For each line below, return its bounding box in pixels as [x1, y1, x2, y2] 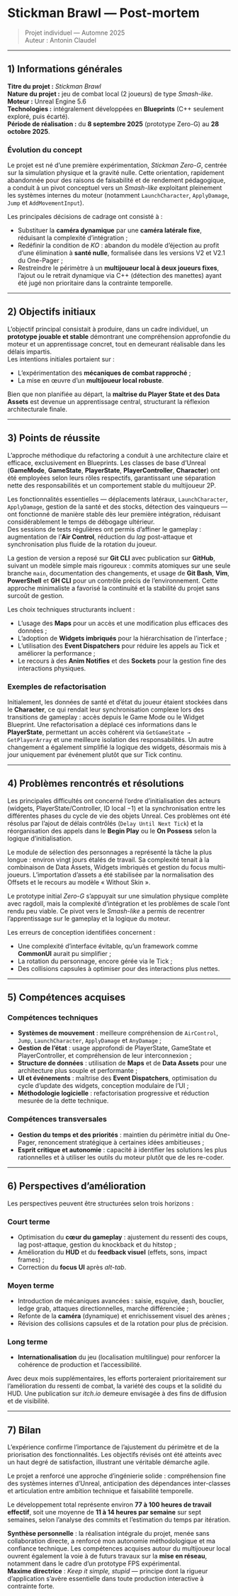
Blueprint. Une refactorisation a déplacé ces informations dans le [7, 720, 197, 729]
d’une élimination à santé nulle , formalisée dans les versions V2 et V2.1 [17, 249, 225, 257]
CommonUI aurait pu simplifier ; [17, 949, 112, 957]
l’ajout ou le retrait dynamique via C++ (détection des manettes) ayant [17, 271, 222, 280]
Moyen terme [7, 1281, 55, 1291]
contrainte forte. [7, 1582, 55, 1590]
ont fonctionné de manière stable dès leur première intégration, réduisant [7, 510, 221, 518]
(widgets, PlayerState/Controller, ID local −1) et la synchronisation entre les [7, 804, 226, 812]
